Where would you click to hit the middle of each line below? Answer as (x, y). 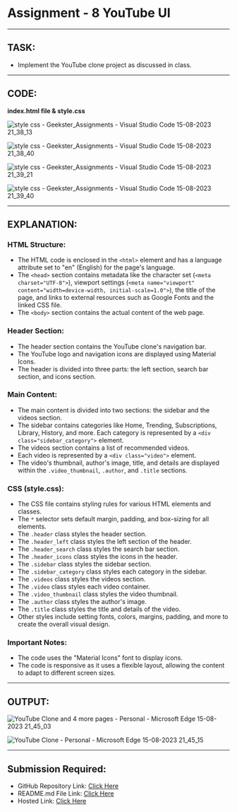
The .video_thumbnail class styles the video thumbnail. (98, 594)
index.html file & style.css (47, 110)
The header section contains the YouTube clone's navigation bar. (112, 346)
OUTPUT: (28, 702)
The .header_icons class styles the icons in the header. (97, 557)
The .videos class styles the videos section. (81, 579)
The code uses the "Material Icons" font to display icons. (100, 658)
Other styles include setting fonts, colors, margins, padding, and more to (123, 617)
